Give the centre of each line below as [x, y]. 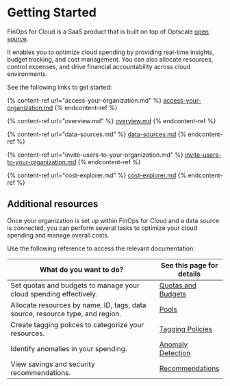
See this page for [189, 265]
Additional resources [53, 204]
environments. [27, 74]
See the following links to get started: [60, 87]
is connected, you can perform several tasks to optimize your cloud [102, 228]
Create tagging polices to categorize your [77, 324]
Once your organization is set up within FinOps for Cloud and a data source [113, 220]
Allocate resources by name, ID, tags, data [78, 305]
